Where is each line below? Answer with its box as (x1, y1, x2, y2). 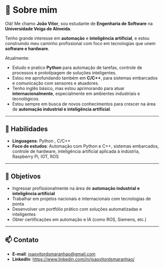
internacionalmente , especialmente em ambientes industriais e (12, 90, 140, 96)
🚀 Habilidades (5, 125, 48, 133)
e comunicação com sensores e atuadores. (12, 80, 99, 86)
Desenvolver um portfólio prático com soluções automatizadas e (12, 206, 143, 212)
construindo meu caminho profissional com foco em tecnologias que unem (5, 40, 156, 46)
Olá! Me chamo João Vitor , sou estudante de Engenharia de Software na (5, 21, 153, 26)
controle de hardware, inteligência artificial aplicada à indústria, (12, 148, 140, 154)
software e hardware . (5, 45, 50, 51)
